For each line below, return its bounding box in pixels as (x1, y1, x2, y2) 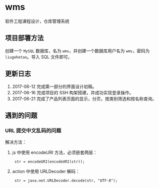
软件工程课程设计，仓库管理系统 (5, 18, 69, 24)
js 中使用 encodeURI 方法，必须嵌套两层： (12, 149, 98, 155)
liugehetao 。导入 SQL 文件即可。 (5, 54, 72, 60)
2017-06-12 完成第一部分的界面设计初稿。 (12, 84, 97, 89)
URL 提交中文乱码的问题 (5, 127, 62, 134)
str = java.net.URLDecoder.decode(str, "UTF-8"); (14, 178, 118, 183)
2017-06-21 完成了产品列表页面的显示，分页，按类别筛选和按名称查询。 (12, 96, 157, 102)
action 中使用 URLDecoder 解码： (12, 168, 80, 174)
